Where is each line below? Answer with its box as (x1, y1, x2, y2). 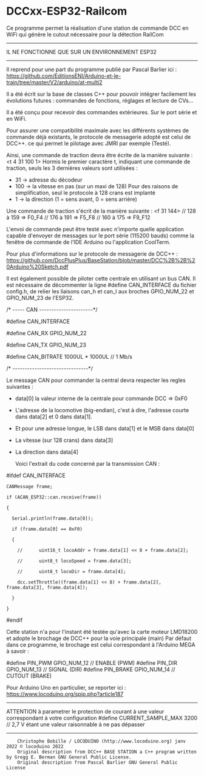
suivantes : (6, 383, 33, 390)
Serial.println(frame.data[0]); (12, 515, 94, 522)
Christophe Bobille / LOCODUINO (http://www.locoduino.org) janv (17, 738, 186, 744)
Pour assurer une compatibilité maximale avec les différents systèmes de (6, 126, 189, 134)
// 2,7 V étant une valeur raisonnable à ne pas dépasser (6, 721, 146, 728)
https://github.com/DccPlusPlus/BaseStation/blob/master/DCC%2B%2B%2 (6, 256, 195, 264)
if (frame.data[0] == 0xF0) (12, 526, 83, 532)
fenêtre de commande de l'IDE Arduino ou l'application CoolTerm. (6, 238, 171, 245)
